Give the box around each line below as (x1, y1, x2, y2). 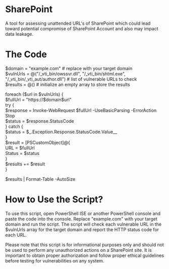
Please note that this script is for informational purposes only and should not (5, 241, 164, 248)
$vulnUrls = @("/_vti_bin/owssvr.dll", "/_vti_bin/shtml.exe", (5, 71, 126, 77)
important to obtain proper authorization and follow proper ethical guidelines (5, 252, 164, 258)
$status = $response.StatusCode (5, 118, 74, 124)
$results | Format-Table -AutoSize (5, 176, 76, 182)
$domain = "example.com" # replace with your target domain (5, 65, 133, 71)
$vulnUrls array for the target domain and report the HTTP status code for (5, 226, 159, 233)
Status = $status (5, 150, 40, 156)
